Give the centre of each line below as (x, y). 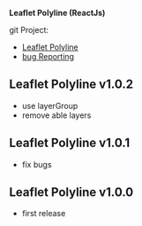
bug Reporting (48, 56)
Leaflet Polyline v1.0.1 (70, 143)
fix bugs (37, 164)
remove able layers (56, 115)
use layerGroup (50, 105)
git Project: (29, 30)
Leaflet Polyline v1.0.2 (71, 85)
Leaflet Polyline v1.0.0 (71, 193)
